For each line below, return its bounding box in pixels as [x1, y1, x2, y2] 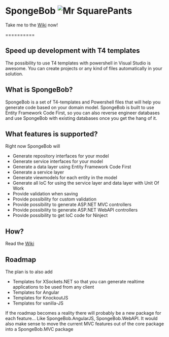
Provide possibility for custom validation [12, 196, 96, 203]
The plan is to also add [5, 269, 53, 275]
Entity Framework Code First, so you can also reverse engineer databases [5, 110, 160, 116]
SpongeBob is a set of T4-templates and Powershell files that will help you [5, 99, 161, 105]
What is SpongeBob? [5, 85, 73, 94]
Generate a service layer [12, 169, 64, 175]
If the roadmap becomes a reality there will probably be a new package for [5, 310, 161, 316]
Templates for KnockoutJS [12, 295, 69, 300]
